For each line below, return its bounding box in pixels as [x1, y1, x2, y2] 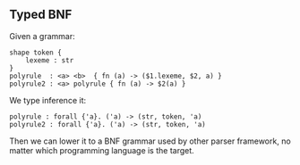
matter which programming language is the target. [9, 144, 194, 155]
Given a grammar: [9, 30, 76, 41]
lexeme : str [25, 55, 74, 65]
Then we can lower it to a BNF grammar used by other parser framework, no [9, 136, 291, 146]
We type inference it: [9, 95, 87, 105]
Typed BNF [9, 7, 73, 22]
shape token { [9, 48, 63, 57]
